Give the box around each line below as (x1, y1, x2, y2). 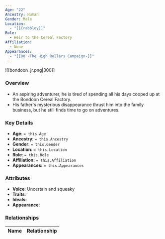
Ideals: (12, 197, 27, 203)
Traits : (12, 191, 26, 197)
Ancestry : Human (5, 12, 39, 17)
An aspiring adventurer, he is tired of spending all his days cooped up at (12, 91, 160, 97)
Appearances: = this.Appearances (12, 162, 84, 168)
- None (9, 44, 23, 49)
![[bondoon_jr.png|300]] (5, 67, 55, 73)
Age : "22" (5, 7, 26, 12)
